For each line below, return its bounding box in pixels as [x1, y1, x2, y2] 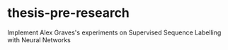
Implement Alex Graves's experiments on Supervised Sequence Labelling [7, 28, 222, 37]
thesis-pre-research [7, 5, 130, 21]
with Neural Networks [7, 35, 71, 44]
